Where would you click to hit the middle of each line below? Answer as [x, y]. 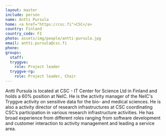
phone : [12, 48]
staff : [17, 57]
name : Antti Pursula [27, 19]
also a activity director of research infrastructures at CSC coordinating [79, 107]
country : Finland [24, 29]
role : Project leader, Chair [45, 76]
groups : [13, 52]
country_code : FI [24, 34]
